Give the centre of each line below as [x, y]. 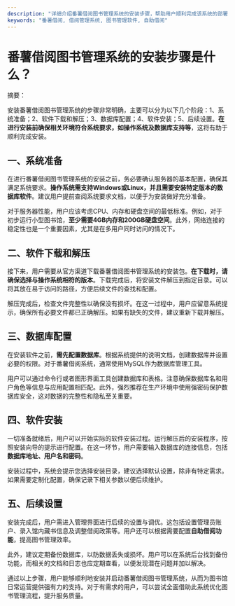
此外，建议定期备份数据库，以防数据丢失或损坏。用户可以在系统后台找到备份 [117, 554]
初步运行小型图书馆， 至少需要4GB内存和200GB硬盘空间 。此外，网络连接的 [116, 220]
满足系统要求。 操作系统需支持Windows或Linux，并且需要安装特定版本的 [112, 188]
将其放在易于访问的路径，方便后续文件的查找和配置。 [84, 289]
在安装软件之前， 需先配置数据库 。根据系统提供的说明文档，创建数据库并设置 [117, 354]
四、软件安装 [35, 420]
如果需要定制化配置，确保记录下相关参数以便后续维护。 [87, 479]
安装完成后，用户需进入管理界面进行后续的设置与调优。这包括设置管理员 [111, 522]
